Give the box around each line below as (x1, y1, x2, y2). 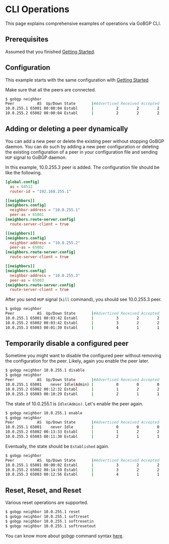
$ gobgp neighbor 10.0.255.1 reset (5, 509, 80, 515)
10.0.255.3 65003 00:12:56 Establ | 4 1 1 (5, 472, 159, 477)
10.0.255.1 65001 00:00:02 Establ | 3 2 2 (5, 462, 159, 468)
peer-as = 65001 (10, 212, 44, 217)
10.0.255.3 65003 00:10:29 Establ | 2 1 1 (5, 391, 159, 397)
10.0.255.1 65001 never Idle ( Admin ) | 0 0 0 (5, 382, 159, 387)
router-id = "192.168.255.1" (10, 189, 71, 194)
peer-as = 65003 (10, 278, 44, 283)
